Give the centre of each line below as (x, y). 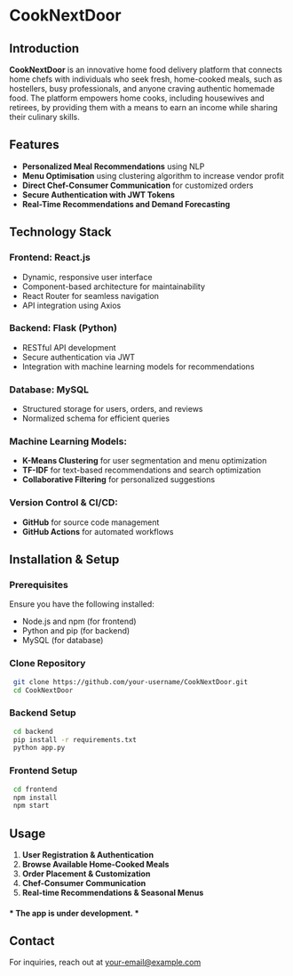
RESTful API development (69, 347)
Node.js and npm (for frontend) (79, 621)
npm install (35, 797)
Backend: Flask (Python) (63, 328)
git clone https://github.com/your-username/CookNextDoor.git (131, 682)
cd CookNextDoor (43, 690)
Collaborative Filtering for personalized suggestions (119, 480)
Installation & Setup (64, 560)
